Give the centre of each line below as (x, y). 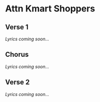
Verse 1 (17, 27)
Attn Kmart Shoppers (50, 9)
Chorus (17, 54)
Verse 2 (17, 82)
